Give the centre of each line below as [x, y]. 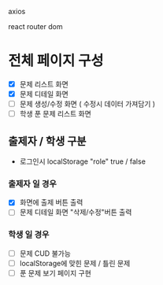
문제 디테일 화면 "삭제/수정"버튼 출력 [76, 213]
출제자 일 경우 [33, 183]
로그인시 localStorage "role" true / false [82, 161]
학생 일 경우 [29, 235]
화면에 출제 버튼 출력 [51, 202]
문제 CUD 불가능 [45, 253]
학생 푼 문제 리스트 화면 [56, 114]
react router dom [35, 26]
